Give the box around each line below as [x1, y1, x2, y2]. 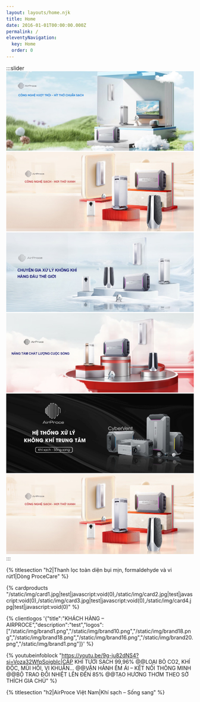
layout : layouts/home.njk [6, 10, 70, 16]
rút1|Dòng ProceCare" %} [6, 572, 69, 580]
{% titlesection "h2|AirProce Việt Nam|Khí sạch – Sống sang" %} [6, 688, 165, 695]
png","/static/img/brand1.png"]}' [6, 640, 85, 647]
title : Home [6, 16, 36, 22]
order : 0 [11, 48, 33, 54]
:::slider [6, 64, 25, 72]
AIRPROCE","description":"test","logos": [6, 621, 104, 628]
